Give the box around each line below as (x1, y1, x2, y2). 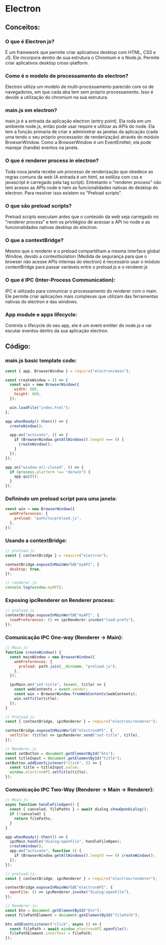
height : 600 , (14, 391, 41, 396)
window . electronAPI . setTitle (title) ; (9, 769, 88, 775)
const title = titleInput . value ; (9, 765, 79, 770)
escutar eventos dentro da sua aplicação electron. (5, 327, 108, 333)
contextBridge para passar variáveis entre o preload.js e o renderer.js (5, 264, 148, 270)
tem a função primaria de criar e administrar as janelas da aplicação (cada (5, 128, 158, 135)
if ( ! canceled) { (9, 811, 46, 816)
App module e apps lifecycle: (5, 311, 77, 318)
